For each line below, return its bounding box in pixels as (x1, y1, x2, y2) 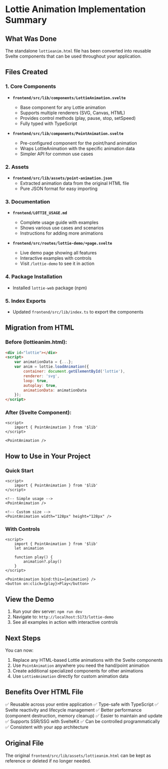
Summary (5, 14, 47, 26)
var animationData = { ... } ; (14, 359, 73, 365)
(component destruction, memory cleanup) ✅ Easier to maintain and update (5, 712, 163, 718)
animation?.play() (23, 559, 62, 564)
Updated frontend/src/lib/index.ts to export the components (12, 308, 144, 314)
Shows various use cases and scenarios (20, 225, 104, 231)
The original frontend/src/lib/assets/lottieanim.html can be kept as (5, 752, 151, 758)
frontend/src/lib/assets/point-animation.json (12, 175, 113, 180)
